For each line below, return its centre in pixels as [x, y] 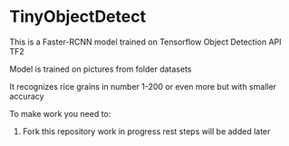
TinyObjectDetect [78, 17]
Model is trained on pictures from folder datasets [101, 69]
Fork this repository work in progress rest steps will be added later [146, 131]
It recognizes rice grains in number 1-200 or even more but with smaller [143, 86]
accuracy [27, 96]
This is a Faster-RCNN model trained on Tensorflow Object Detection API [146, 42]
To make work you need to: [60, 113]
